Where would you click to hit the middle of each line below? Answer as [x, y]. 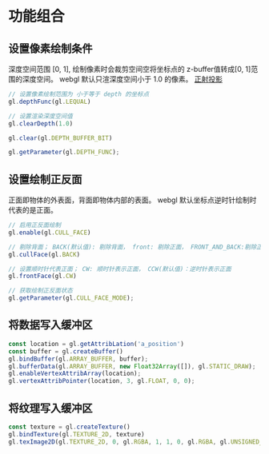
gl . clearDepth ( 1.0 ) [41, 123]
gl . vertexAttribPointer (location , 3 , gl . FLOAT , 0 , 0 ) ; [102, 381]
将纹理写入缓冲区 [50, 408]
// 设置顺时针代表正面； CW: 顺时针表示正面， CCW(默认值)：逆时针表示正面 [120, 269]
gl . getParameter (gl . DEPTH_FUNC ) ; [64, 153]
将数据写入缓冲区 [50, 325]
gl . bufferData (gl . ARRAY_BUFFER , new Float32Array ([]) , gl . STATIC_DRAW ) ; [132, 366]
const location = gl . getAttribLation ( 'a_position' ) [96, 344]
